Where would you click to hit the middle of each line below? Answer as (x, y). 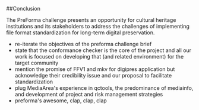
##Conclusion (23, 9)
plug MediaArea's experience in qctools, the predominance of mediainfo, (104, 88)
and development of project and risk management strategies (89, 94)
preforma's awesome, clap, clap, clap (61, 101)
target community (37, 63)
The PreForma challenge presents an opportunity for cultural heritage (91, 20)
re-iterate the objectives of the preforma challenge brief (83, 44)
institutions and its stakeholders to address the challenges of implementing (98, 26)
